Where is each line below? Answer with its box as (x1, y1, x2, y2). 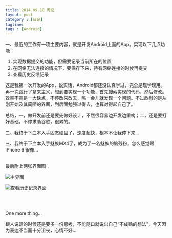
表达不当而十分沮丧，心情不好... (9, 227, 77, 233)
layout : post (5, 12, 33, 17)
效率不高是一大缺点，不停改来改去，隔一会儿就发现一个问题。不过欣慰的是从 (5, 95, 167, 101)
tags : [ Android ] (5, 27, 42, 32)
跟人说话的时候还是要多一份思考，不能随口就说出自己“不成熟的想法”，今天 (5, 221, 162, 227)
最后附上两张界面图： (5, 163, 50, 169)
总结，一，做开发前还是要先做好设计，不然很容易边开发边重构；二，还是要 (5, 112, 162, 118)
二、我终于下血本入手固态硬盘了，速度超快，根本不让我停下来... (5, 129, 140, 136)
